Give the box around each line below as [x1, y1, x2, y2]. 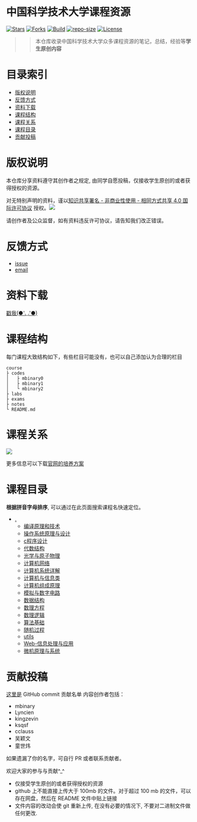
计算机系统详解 [23, 567, 60, 574]
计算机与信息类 [23, 574, 60, 581]
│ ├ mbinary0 [6, 375, 44, 381]
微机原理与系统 [23, 647, 60, 654]
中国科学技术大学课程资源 [6, 5, 131, 19]
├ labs [6, 391, 22, 397]
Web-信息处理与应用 [23, 639, 74, 647]
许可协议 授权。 [11, 204, 49, 211]
